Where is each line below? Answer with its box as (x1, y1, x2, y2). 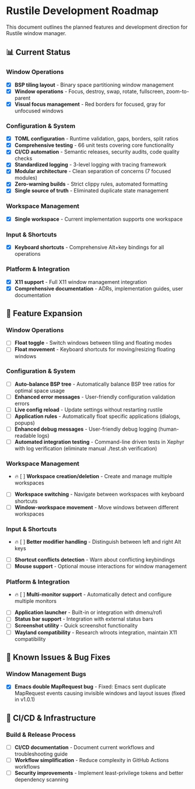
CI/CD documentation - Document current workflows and (14, 744, 155, 750)
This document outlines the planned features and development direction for (6, 23, 188, 30)
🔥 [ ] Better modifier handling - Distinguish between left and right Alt (14, 538, 182, 545)
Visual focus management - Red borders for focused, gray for (14, 101, 166, 108)
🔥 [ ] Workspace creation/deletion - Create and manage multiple (14, 473, 172, 480)
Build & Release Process (6, 730, 76, 739)
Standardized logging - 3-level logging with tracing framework (14, 161, 167, 168)
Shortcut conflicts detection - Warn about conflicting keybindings (14, 556, 175, 563)
